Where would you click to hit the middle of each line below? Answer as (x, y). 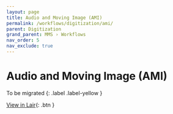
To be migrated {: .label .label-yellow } (54, 93)
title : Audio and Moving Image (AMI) (54, 18)
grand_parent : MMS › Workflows (46, 35)
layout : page (23, 12)
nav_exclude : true (30, 46)
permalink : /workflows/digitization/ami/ (60, 23)
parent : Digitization (34, 29)
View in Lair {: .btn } (31, 105)
